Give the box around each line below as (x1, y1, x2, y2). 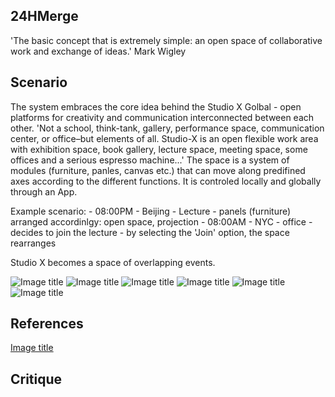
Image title (10, 342, 54, 354)
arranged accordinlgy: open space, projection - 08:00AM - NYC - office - (10, 215, 313, 228)
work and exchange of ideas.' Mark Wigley (10, 45, 187, 57)
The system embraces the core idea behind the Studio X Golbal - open (10, 100, 302, 113)
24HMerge (10, 8, 79, 25)
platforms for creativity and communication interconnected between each (10, 111, 315, 123)
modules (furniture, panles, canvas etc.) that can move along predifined (10, 164, 306, 176)
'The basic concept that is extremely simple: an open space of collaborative (10, 34, 323, 46)
